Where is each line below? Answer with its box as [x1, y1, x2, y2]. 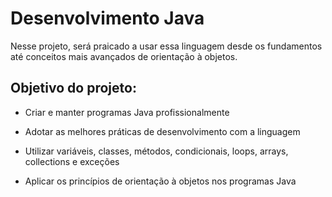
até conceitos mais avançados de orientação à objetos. [10, 50, 238, 62]
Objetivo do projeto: [10, 80, 137, 97]
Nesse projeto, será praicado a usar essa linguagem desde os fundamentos [10, 40, 323, 52]
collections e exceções [24, 155, 120, 167]
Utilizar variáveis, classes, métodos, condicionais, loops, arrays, [24, 145, 289, 157]
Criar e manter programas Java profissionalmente [24, 106, 230, 118]
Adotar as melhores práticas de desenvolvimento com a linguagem [24, 125, 301, 137]
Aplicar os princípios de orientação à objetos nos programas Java [24, 175, 297, 187]
